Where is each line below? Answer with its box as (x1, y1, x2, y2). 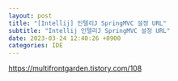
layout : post (8, 11, 53, 20)
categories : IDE (8, 42, 63, 50)
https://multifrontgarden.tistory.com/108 (8, 63, 142, 73)
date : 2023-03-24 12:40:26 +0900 (8, 34, 121, 43)
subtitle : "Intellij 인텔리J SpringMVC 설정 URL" (8, 26, 171, 34)
